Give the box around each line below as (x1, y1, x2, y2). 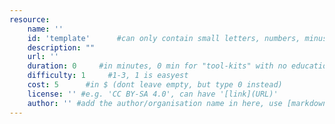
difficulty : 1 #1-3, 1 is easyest (27, 71, 189, 81)
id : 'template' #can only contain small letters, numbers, (27, 33, 301, 43)
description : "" (27, 42, 96, 53)
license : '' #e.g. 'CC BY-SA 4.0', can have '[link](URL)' (27, 89, 279, 99)
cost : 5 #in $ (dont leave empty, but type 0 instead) (27, 80, 283, 90)
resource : (9, 14, 51, 25)
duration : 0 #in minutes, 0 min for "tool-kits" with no (27, 61, 287, 71)
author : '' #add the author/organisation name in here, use (27, 98, 283, 108)
